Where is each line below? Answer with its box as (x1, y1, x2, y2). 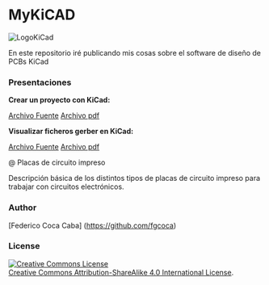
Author (8, 202, 37, 213)
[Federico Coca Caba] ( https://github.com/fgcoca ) (8, 220, 177, 230)
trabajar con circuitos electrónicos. (8, 182, 124, 191)
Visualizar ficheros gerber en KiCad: (8, 127, 134, 136)
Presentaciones (8, 77, 72, 88)
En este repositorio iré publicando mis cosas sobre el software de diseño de (8, 48, 261, 57)
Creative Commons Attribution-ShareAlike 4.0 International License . (8, 267, 234, 277)
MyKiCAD (8, 6, 76, 24)
